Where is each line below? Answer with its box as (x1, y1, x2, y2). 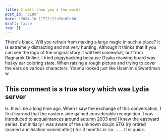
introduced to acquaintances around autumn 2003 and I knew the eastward (5, 116, 160, 122)
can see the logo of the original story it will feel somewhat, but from (5, 50, 143, 56)
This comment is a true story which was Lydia (5, 85, 149, 93)
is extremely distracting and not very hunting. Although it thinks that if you (5, 44, 157, 50)
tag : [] (5, 26, 21, 31)
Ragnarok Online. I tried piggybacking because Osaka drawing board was (5, 55, 156, 61)
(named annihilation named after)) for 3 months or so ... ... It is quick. (5, 126, 145, 132)
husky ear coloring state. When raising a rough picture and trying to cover (5, 60, 156, 66)
